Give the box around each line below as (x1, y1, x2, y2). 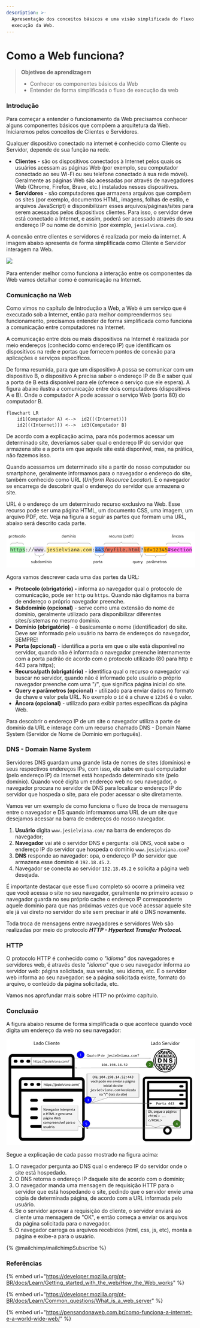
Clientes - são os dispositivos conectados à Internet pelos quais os (14, 158, 181, 165)
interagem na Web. (6, 246, 53, 253)
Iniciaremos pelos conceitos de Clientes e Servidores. (6, 128, 139, 135)
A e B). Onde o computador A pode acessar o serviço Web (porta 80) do (6, 391, 186, 399)
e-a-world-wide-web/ (6, 1315, 60, 1323)
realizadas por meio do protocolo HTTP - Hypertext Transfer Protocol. (6, 926, 182, 933)
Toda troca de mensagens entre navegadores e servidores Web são (6, 920, 174, 927)
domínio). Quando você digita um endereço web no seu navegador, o (6, 778, 177, 785)
